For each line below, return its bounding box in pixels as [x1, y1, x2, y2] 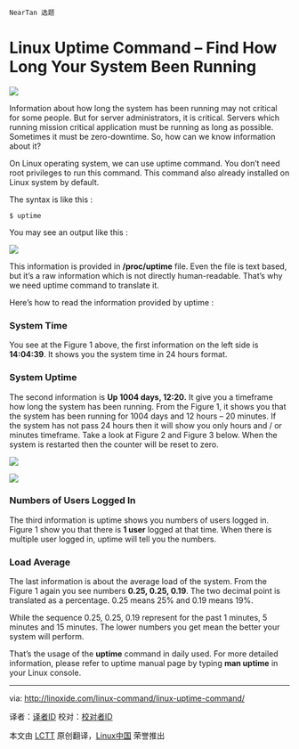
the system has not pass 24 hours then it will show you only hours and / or [9, 419, 283, 430]
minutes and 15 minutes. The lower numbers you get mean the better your [9, 622, 280, 632]
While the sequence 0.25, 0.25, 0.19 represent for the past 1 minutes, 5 [9, 613, 268, 623]
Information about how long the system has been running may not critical [9, 102, 278, 113]
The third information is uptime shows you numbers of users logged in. [9, 515, 270, 525]
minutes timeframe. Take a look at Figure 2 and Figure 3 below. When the [9, 429, 278, 440]
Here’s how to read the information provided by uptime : [9, 297, 214, 307]
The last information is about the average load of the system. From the [9, 576, 267, 587]
